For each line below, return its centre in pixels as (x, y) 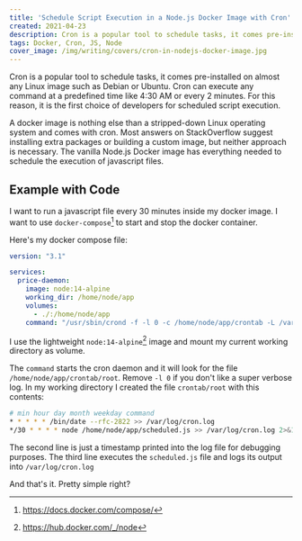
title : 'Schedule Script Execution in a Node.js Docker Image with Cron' (151, 18)
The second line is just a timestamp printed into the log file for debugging (145, 447)
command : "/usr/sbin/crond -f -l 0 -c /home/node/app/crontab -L (151, 322)
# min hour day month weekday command (82, 414)
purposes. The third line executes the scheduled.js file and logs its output (146, 456)
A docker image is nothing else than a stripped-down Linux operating (138, 123)
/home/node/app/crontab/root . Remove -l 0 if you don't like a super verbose (151, 378)
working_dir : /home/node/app (80, 298)
